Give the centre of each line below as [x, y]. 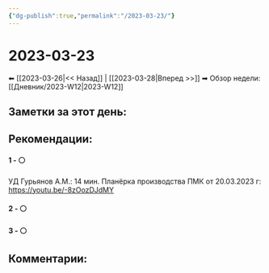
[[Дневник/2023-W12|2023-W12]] [66, 86]
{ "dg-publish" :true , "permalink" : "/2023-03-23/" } [92, 16]
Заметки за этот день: [68, 112]
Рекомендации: [50, 139]
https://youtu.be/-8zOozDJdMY [61, 189]
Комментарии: [48, 259]
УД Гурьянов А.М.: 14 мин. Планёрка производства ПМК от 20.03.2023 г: [135, 181]
